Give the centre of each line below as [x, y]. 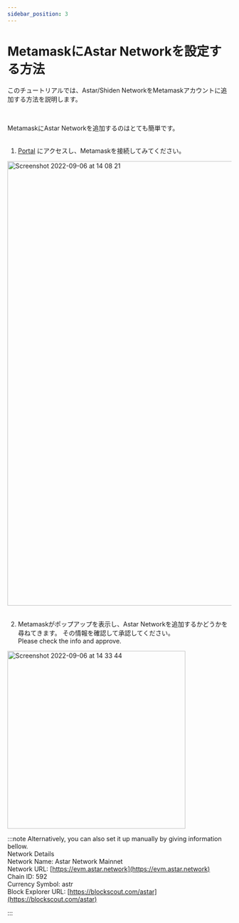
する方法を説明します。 [47, 99]
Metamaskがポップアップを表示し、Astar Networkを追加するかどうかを [123, 624]
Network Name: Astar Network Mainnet [65, 861]
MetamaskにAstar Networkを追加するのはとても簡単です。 [93, 128]
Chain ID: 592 [27, 876]
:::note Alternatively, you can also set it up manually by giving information [115, 838]
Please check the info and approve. [70, 641]
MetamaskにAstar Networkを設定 [108, 51]
